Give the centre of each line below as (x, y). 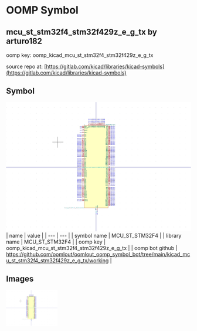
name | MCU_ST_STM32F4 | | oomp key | (56, 242)
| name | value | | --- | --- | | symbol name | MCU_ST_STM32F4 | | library (94, 235)
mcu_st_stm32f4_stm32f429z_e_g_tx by (81, 32)
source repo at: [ (26, 66)
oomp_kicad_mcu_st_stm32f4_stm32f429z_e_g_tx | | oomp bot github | (92, 248)
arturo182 (24, 41)
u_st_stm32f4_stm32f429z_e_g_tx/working (57, 260)
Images (20, 279)
